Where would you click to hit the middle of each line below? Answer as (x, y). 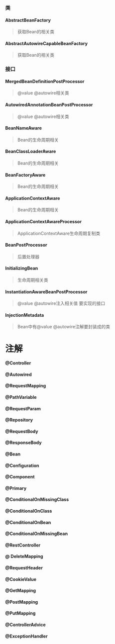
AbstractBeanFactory (28, 20)
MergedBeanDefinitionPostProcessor (45, 81)
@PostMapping (22, 602)
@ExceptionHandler (27, 636)
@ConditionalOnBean (28, 522)
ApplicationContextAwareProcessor (44, 222)
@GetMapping (21, 591)
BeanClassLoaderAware (31, 151)
